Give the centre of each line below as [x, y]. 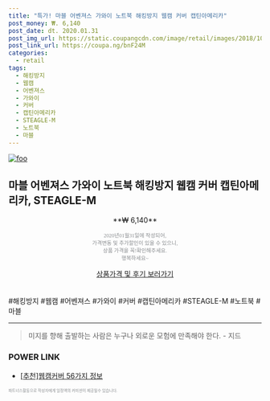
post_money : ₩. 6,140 [45, 23]
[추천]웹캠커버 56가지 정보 [61, 375]
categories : [28, 53]
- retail [30, 61]
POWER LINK [34, 357]
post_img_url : [32, 38]
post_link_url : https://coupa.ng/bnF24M [77, 46]
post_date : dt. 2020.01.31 [53, 31]
